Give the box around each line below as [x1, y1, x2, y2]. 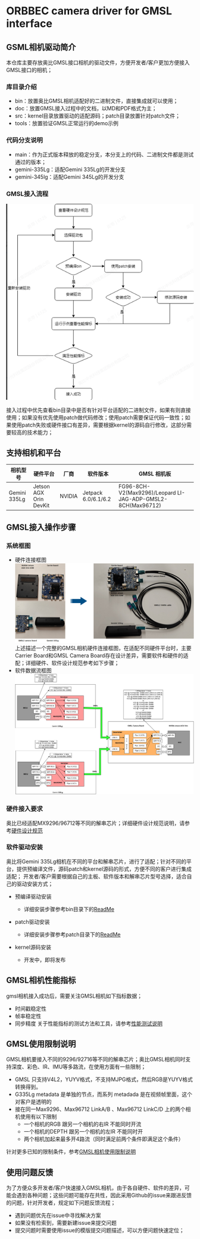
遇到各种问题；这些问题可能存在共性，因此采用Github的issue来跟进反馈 [16, 1192, 192, 1199]
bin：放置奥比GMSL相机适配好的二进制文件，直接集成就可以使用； [14, 97, 179, 105]
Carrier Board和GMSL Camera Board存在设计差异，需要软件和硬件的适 [14, 652, 189, 659]
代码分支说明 [6, 136, 43, 144]
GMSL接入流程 [6, 190, 49, 198]
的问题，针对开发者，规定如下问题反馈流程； [6, 1199, 116, 1206]
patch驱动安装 [14, 918, 51, 925]
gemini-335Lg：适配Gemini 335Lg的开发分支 [14, 166, 126, 173]
